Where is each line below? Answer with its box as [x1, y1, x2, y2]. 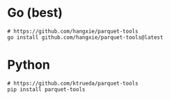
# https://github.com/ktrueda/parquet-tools [7, 80, 139, 87]
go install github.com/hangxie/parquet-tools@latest [7, 33, 164, 41]
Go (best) [7, 5, 63, 21]
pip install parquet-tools [7, 85, 86, 93]
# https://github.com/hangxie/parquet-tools [7, 28, 139, 35]
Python [7, 57, 50, 73]
